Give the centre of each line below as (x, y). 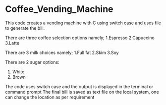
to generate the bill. (25, 28)
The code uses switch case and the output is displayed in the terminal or (79, 86)
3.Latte (12, 43)
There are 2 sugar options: (32, 62)
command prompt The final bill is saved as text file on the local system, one (82, 92)
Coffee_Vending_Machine (59, 9)
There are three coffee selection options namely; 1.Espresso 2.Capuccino (80, 38)
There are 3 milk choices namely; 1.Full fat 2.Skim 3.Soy (62, 52)
